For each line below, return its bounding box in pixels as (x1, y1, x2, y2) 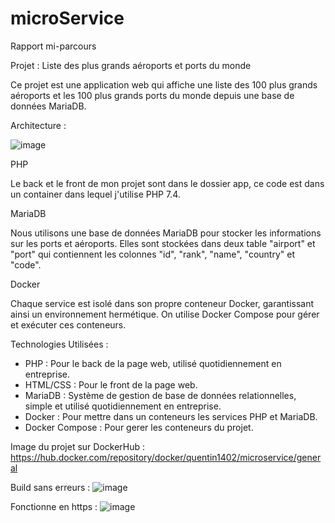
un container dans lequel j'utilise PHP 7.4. (10, 188, 181, 200)
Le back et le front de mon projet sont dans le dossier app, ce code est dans (10, 177, 325, 189)
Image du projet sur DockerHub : (10, 440, 146, 452)
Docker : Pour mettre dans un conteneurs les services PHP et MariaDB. (24, 410, 318, 422)
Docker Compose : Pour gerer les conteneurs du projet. (24, 421, 254, 433)
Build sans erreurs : (10, 481, 91, 493)
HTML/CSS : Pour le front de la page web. (24, 378, 198, 391)
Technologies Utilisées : (10, 338, 109, 350)
